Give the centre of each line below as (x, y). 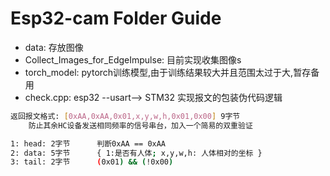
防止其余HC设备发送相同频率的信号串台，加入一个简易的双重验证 (140, 125)
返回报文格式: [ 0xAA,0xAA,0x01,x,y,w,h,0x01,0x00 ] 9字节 (125, 116)
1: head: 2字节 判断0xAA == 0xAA (88, 143)
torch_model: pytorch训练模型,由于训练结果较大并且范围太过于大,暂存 (168, 72)
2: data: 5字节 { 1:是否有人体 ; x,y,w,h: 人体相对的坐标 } (136, 153)
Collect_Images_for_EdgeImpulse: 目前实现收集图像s (133, 59)
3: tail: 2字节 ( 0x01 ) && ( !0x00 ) (92, 162)
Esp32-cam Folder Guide (116, 18)
